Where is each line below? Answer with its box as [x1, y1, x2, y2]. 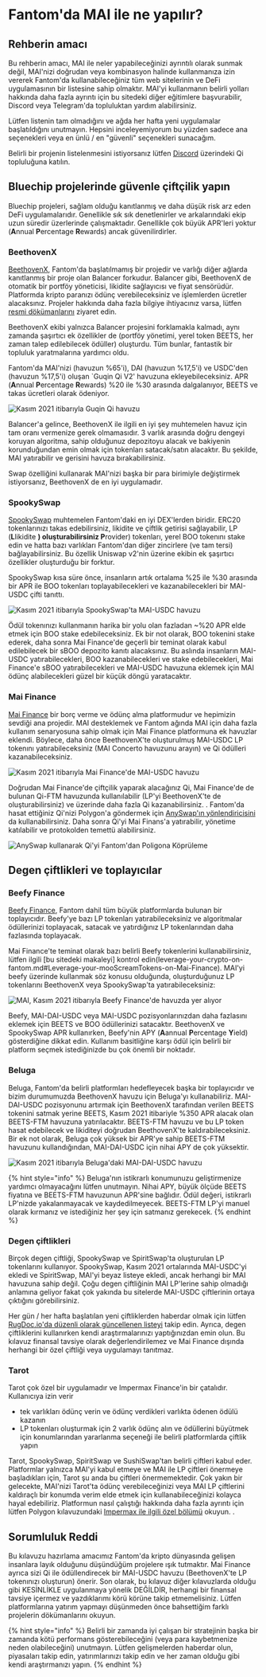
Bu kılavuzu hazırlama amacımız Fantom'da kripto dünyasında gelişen [8, 1551, 236, 1561]
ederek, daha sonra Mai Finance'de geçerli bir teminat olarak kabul [8, 637, 227, 647]
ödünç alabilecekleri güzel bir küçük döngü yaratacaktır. [8, 672, 192, 681]
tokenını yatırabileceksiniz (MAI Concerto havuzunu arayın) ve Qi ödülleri [8, 743, 246, 753]
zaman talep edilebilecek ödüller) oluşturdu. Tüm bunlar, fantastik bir [8, 339, 233, 349]
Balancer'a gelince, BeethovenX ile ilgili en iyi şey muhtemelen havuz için [8, 420, 248, 429]
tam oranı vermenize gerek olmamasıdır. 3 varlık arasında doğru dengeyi [8, 428, 245, 437]
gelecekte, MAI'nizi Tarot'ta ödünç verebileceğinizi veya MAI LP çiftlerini [8, 1482, 245, 1491]
